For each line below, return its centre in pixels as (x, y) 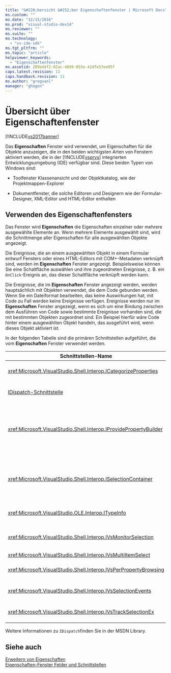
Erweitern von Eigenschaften (35, 659)
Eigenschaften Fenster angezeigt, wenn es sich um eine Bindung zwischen (84, 307)
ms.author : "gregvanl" (29, 81)
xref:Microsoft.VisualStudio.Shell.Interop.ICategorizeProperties (83, 371)
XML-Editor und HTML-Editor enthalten (75, 199)
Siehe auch (23, 647)
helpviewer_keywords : (28, 57)
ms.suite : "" (19, 34)
